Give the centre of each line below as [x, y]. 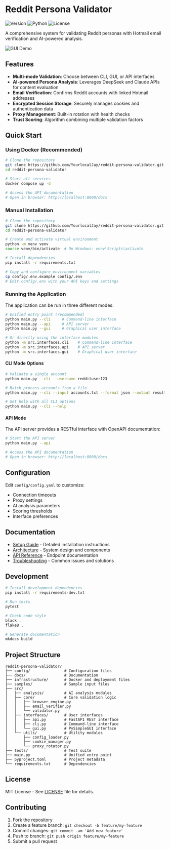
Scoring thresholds [32, 511]
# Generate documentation [32, 634]
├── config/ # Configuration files [59, 671]
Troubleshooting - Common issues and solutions [63, 560]
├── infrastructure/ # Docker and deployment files [68, 680]
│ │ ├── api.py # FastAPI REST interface [62, 720]
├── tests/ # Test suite [49, 751]
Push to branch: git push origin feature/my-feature [68, 836]
